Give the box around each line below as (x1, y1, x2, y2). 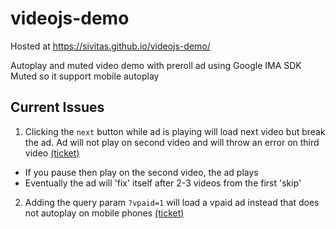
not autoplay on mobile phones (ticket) (24, 207, 185, 219)
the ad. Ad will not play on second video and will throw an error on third (24, 136, 320, 148)
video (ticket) (24, 147, 80, 159)
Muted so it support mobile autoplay (10, 70, 160, 82)
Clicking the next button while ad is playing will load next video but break (24, 125, 326, 137)
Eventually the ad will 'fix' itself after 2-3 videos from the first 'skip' (24, 177, 302, 189)
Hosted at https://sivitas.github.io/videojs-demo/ (10, 40, 211, 52)
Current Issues (10, 99, 105, 116)
